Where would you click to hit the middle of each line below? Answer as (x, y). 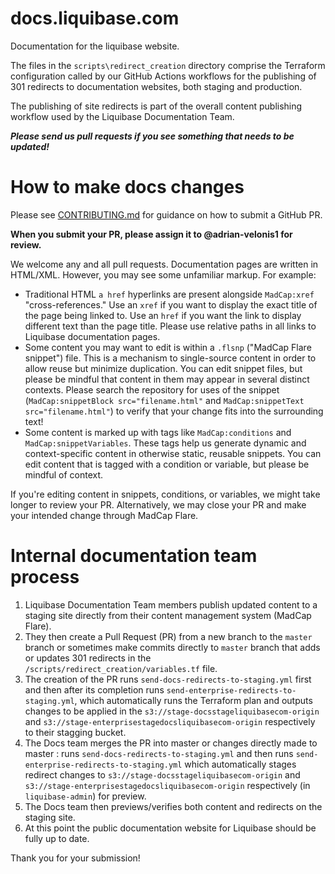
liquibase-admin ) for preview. (85, 796)
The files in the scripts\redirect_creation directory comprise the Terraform (168, 65)
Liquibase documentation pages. (92, 336)
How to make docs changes (127, 187)
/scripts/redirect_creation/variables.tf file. (121, 668)
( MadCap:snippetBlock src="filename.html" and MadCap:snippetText (164, 400)
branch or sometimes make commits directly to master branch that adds (172, 647)
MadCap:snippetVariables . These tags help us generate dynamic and (165, 443)
